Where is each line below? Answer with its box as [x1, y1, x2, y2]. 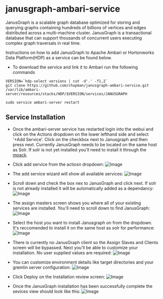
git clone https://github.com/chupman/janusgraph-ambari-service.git [5, 83, 149, 88]
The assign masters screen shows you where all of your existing [12, 200, 141, 206]
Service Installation [5, 113, 65, 122]
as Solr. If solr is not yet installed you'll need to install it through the [12, 147, 147, 153]
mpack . [12, 152, 28, 158]
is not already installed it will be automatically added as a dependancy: [12, 185, 154, 191]
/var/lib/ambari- [5, 87, 41, 92]
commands [12, 69, 35, 75]
